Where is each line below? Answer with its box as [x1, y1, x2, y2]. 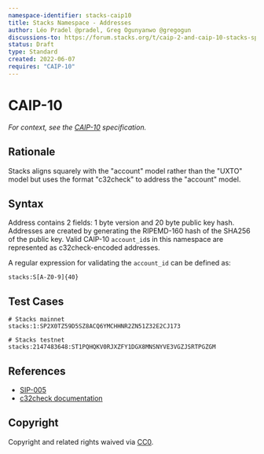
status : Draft [8, 41, 55, 49]
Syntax [8, 197, 44, 211]
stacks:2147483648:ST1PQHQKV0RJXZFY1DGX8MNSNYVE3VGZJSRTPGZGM [8, 343, 216, 351]
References [8, 364, 66, 378]
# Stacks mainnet [8, 316, 65, 324]
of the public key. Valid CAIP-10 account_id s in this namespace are [8, 235, 224, 244]
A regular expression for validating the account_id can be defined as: [8, 258, 232, 268]
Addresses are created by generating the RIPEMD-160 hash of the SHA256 [8, 226, 251, 236]
